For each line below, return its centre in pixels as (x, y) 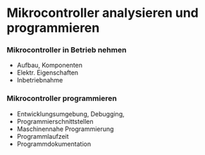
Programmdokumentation (54, 144)
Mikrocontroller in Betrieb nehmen (67, 50)
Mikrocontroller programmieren (62, 99)
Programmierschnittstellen (55, 121)
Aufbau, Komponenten (49, 66)
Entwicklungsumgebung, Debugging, (70, 113)
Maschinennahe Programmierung (65, 129)
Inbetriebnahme (40, 80)
